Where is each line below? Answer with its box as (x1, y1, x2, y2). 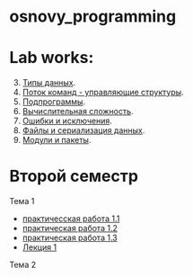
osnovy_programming (9, 6, 177, 27)
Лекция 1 (22, 242, 57, 253)
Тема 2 (9, 259, 37, 271)
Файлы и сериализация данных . (22, 125, 145, 136)
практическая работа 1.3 (22, 232, 118, 244)
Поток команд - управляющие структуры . (22, 87, 184, 98)
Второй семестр (9, 166, 139, 186)
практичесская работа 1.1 (22, 213, 120, 224)
